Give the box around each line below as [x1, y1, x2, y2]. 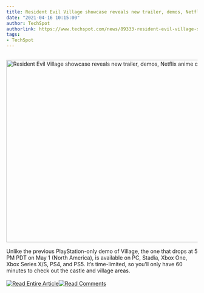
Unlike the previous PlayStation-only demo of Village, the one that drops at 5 [6, 247, 198, 255]
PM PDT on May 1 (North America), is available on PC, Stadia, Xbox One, [6, 254, 188, 261]
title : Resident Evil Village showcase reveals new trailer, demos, [6, 9, 183, 15]
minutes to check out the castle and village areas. [6, 267, 131, 274]
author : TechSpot [6, 20, 50, 26]
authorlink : [6, 26, 36, 32]
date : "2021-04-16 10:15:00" [6, 15, 80, 21]
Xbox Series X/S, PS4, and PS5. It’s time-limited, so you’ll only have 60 [6, 261, 183, 267]
